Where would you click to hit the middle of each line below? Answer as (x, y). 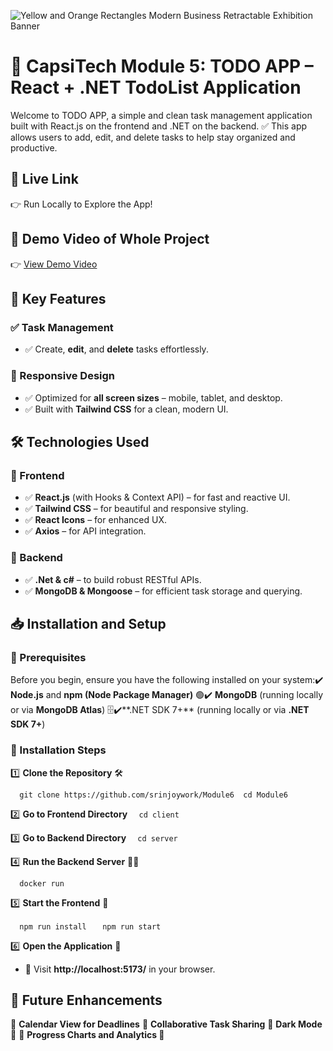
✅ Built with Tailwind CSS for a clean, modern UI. (126, 409)
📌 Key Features (58, 298)
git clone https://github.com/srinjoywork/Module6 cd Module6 (153, 795)
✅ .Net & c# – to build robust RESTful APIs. (113, 579)
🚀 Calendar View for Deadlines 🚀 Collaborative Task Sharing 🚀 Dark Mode (166, 1024)
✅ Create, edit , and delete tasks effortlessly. (116, 349)
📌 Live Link (44, 179)
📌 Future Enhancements (86, 1000)
